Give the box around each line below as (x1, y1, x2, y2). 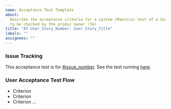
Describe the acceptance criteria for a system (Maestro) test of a (10, 17, 158, 22)
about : (5, 12, 19, 17)
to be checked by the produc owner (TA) (10, 21, 97, 27)
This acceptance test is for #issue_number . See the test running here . (5, 64, 152, 70)
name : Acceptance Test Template (5, 7, 74, 13)
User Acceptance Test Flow (5, 77, 75, 84)
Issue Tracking (5, 52, 43, 59)
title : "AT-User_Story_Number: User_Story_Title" (5, 26, 113, 31)
